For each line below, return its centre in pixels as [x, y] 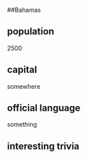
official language [44, 108]
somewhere [24, 86]
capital [22, 70]
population [31, 31]
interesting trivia [43, 146]
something [22, 125]
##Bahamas [24, 10]
